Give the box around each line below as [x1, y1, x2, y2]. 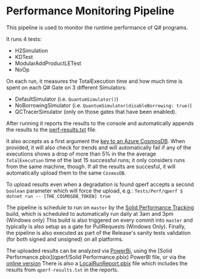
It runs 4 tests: [6, 35, 42, 42]
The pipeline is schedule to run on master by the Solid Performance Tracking [6, 204, 194, 211]
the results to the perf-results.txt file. [6, 126, 97, 133]
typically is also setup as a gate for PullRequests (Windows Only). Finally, [6, 222, 186, 230]
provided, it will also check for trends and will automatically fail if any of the [6, 144, 192, 151]
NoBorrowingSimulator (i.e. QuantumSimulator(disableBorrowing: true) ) [14, 101, 192, 108]
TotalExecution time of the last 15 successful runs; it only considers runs [6, 156, 185, 163]
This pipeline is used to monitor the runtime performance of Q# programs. [6, 24, 188, 31]
